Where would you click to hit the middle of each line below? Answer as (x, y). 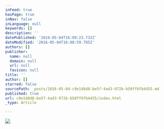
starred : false (21, 84)
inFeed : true (19, 10)
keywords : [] (19, 28)
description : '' (22, 33)
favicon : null (24, 70)
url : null (20, 65)
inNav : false (19, 19)
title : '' (15, 75)
